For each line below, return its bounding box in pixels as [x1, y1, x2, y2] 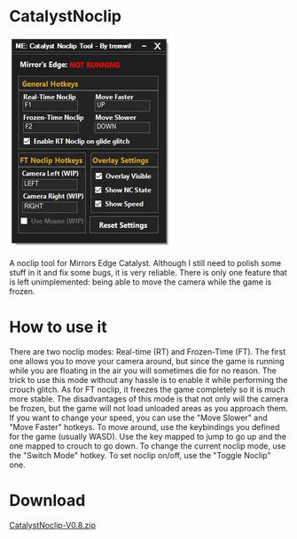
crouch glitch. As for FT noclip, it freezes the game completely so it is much [9, 384, 285, 394]
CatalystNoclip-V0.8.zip [9, 519, 96, 530]
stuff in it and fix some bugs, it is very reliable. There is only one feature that [9, 267, 288, 277]
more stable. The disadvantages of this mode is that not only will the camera [9, 393, 289, 404]
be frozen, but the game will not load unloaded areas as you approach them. [9, 402, 288, 413]
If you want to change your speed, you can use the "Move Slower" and [9, 412, 268, 423]
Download [9, 490, 86, 511]
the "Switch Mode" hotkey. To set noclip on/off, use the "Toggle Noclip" [9, 449, 271, 460]
